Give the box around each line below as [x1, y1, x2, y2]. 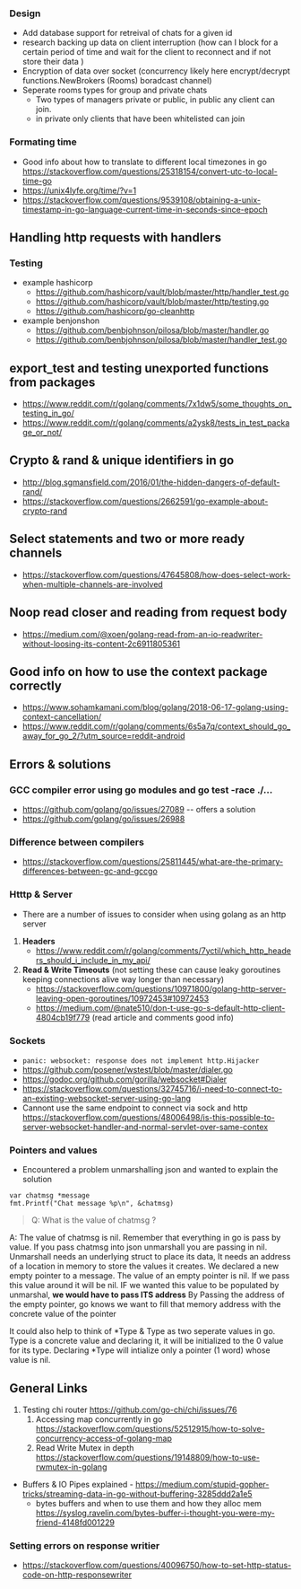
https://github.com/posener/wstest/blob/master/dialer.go [21, 1064, 233, 1075]
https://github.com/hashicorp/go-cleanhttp [35, 306, 195, 317]
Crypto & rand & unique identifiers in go [9, 452, 235, 469]
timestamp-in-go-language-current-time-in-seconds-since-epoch [21, 204, 268, 215]
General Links [9, 1381, 88, 1396]
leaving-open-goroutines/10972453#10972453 [35, 993, 210, 1004]
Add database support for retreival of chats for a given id [21, 28, 233, 39]
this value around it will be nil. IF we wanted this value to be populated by [9, 1280, 279, 1291]
